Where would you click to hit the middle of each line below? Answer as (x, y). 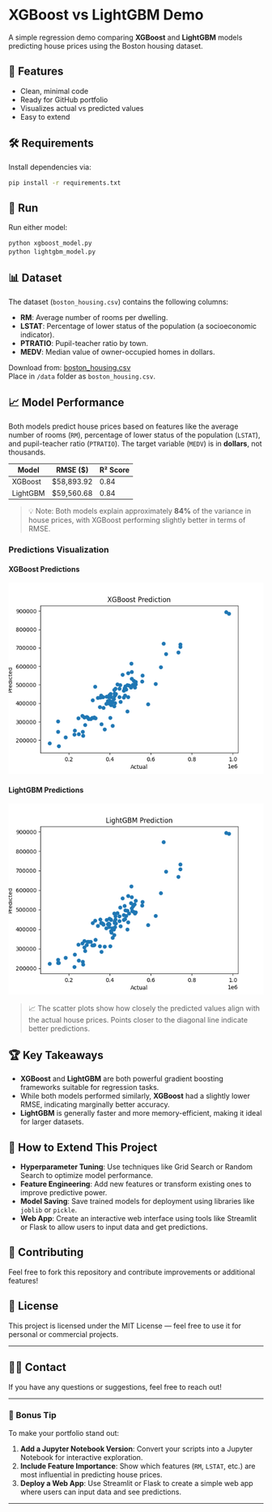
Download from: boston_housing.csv (70, 367)
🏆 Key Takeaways (56, 1055)
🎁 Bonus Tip (32, 1416)
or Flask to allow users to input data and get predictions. (114, 1227)
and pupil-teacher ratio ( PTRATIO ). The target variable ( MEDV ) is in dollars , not (135, 443)
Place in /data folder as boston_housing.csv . (82, 376)
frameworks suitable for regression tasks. (89, 1087)
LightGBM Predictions (46, 790)
